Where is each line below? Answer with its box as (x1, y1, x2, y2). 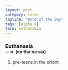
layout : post (5, 7, 32, 13)
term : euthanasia (5, 26, 41, 31)
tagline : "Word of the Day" (5, 17, 64, 22)
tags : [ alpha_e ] (5, 21, 39, 27)
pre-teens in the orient (12, 59, 59, 65)
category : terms (5, 12, 39, 17)
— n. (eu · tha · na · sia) (5, 49, 46, 55)
